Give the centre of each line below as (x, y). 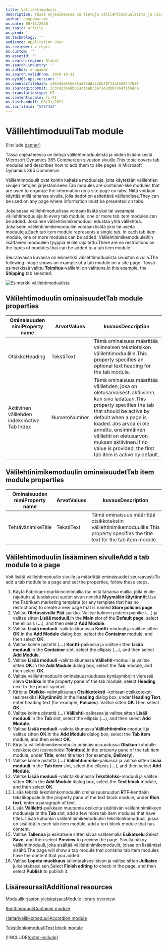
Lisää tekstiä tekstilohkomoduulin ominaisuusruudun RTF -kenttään (81, 792)
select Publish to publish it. (41, 872)
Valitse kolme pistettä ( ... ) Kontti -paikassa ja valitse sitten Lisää (78, 645)
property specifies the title (122, 533)
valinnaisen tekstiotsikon (122, 347)
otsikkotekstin (108, 521)
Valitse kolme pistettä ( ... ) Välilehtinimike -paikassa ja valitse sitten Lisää (87, 761)
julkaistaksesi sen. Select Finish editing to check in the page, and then (84, 866)
